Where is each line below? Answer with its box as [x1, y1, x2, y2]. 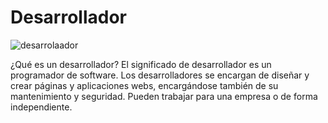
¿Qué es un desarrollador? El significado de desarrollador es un [10, 58, 272, 70]
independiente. [10, 101, 73, 113]
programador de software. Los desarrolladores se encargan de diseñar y [10, 69, 310, 81]
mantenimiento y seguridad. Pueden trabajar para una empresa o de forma [10, 90, 318, 102]
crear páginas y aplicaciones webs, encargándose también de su [10, 79, 279, 91]
